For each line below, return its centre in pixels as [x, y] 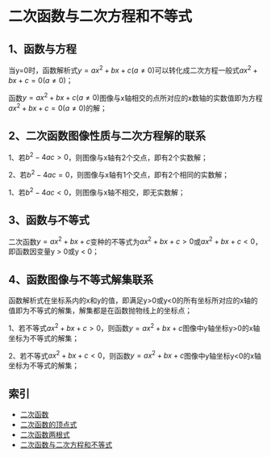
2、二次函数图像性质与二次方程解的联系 [107, 136]
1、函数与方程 [43, 49]
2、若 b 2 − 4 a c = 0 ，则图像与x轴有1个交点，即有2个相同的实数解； [119, 174]
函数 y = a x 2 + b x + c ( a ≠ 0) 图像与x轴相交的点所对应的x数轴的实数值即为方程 [135, 97]
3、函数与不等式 [49, 220]
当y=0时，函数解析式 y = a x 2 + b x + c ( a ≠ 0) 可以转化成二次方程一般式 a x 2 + [133, 69]
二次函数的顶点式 [48, 425]
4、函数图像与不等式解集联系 [81, 279]
